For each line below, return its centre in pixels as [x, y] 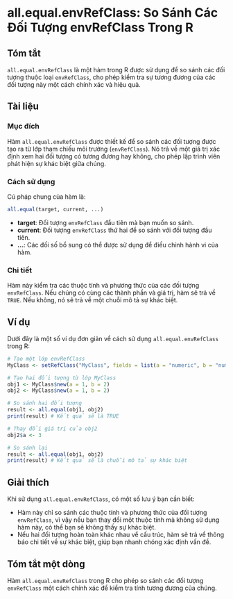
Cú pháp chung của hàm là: [46, 197]
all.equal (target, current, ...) [55, 209]
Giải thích [28, 482]
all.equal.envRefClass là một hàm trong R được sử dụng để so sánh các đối [116, 70]
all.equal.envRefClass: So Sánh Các [113, 13]
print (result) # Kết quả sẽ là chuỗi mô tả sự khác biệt [97, 461]
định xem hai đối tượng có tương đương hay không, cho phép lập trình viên [114, 156]
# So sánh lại [28, 448]
